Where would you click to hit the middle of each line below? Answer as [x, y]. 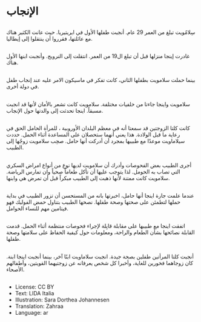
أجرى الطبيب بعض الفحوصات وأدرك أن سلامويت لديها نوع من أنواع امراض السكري [99, 165]
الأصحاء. [15, 269]
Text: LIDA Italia [35, 293]
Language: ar [31, 313]
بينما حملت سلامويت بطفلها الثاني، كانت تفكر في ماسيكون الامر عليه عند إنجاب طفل [101, 80]
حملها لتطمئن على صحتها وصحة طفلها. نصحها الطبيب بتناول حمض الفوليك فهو [93, 202]
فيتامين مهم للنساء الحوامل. [37, 208]
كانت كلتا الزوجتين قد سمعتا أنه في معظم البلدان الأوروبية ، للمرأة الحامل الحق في [98, 128]
